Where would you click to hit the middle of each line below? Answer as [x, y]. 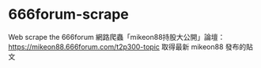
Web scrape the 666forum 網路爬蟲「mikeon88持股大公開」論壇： [117, 37]
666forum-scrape [68, 14]
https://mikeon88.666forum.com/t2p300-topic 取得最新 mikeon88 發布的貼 [131, 47]
